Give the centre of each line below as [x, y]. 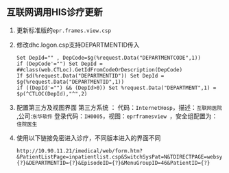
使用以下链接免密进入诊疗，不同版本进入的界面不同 [88, 138]
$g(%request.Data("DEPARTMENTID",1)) [70, 82]
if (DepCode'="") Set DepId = [60, 64]
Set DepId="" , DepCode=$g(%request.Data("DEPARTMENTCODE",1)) [109, 58]
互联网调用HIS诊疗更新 [55, 12]
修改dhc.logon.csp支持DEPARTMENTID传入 [78, 45]
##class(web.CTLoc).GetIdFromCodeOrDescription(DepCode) [99, 70]
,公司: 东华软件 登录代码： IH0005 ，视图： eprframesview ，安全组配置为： [117, 116]
